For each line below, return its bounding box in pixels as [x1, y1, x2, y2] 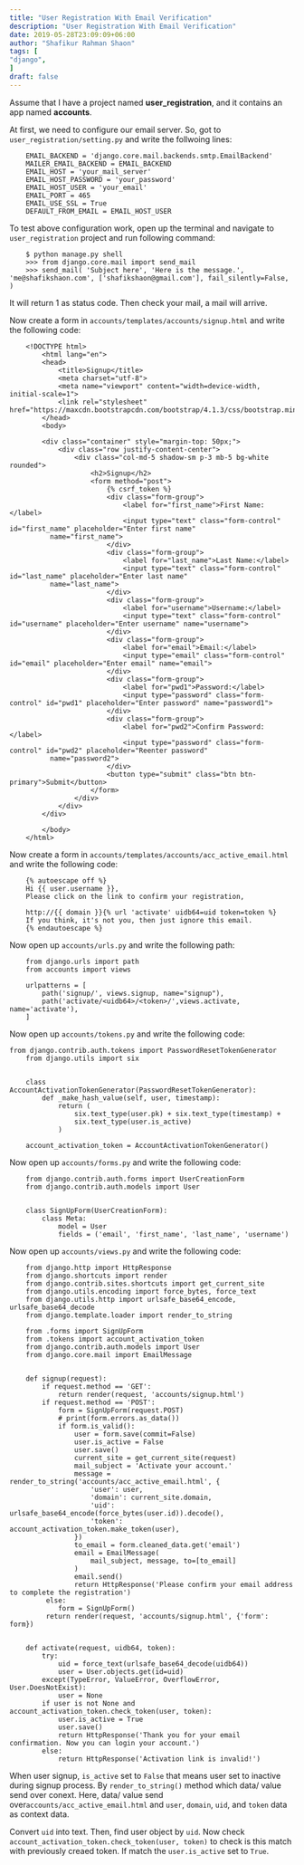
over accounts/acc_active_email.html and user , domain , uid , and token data [9, 1799, 288, 1810]
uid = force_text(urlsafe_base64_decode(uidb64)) [57, 1659, 249, 1669]
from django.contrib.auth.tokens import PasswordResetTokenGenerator [9, 1046, 278, 1055]
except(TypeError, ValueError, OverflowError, [42, 1675, 221, 1684]
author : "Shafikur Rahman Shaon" [9, 38, 136, 48]
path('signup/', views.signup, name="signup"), [42, 989, 224, 998]
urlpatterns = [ [25, 980, 88, 990]
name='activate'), [9, 1004, 79, 1014]
